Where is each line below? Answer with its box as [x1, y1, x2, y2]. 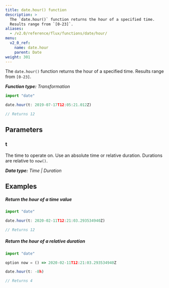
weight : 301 [5, 54, 30, 60]
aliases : [5, 26, 24, 31]
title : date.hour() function [5, 7, 67, 13]
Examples [5, 182, 37, 191]
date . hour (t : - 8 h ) [5, 269, 44, 274]
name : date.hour [14, 45, 49, 50]
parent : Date [14, 50, 42, 55]
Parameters [5, 126, 43, 134]
